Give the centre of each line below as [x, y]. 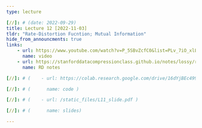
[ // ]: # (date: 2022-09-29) [41, 23]
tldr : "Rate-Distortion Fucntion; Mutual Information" [76, 34]
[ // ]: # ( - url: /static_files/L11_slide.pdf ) [72, 100]
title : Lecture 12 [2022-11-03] [47, 28]
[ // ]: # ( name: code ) [43, 89]
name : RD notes [41, 67]
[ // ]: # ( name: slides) [44, 111]
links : [14, 45]
